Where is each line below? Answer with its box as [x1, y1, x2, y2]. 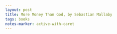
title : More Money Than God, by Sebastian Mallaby [5, 12, 113, 17]
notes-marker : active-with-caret [5, 21, 75, 26]
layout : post [5, 7, 32, 12]
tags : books [5, 16, 30, 21]
